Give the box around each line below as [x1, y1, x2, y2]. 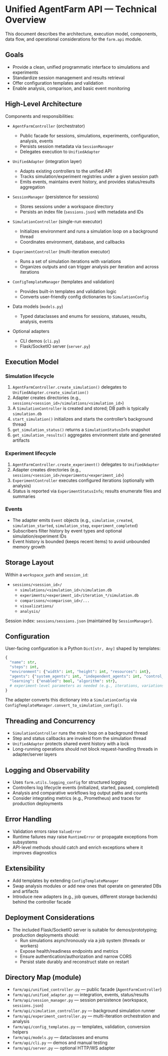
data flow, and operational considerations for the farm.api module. [5, 36, 142, 42]
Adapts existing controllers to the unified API [19, 168, 112, 174]
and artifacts [12, 888, 39, 894]
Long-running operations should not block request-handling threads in [12, 746, 158, 752]
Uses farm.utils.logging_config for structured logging [12, 779, 126, 785]
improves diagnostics [12, 849, 57, 855]
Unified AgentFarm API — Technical [5, 4, 157, 15]
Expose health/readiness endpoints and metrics [19, 948, 118, 954]
